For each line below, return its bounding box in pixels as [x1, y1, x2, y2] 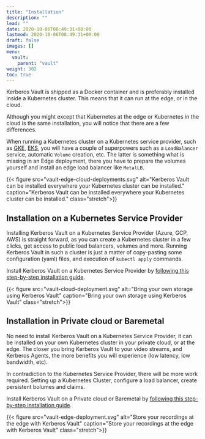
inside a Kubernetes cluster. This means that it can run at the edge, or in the [6, 95, 198, 102]
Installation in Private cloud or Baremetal [6, 316, 165, 326]
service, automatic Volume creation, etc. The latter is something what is [6, 151, 185, 158]
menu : [6, 49, 20, 55]
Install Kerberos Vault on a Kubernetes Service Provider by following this [6, 267, 189, 275]
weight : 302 [6, 65, 37, 72]
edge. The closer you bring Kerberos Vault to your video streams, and [6, 345, 182, 352]
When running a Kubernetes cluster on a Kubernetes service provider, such [6, 138, 196, 146]
